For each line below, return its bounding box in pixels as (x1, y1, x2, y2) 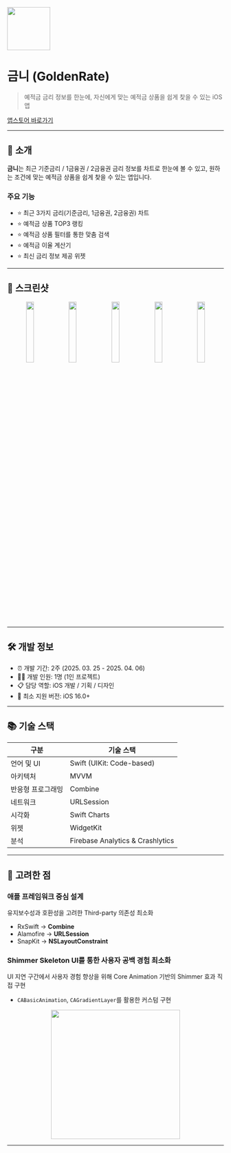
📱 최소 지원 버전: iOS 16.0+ (16, 692, 91, 700)
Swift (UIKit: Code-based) (69, 758, 155, 768)
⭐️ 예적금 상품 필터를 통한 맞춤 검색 (16, 230, 110, 238)
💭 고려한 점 (7, 869, 52, 881)
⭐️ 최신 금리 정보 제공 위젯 (16, 252, 86, 261)
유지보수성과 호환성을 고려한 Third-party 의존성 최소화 (7, 909, 153, 917)
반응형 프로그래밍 (10, 785, 64, 795)
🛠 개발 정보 (7, 641, 54, 653)
